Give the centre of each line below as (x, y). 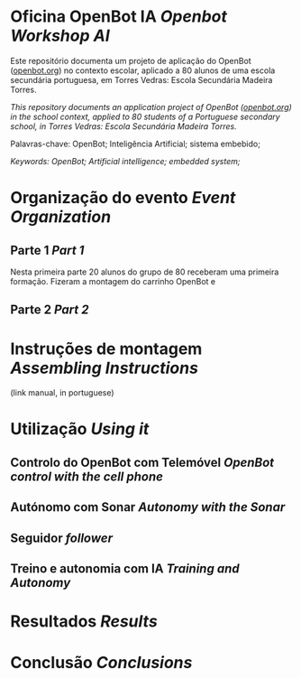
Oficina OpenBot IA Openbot (119, 17)
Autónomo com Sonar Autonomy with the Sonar (148, 507)
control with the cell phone (87, 476)
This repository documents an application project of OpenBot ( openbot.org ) (151, 107)
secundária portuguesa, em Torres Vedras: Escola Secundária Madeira (141, 79)
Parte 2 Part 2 (50, 310)
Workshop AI (60, 36)
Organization (61, 217)
